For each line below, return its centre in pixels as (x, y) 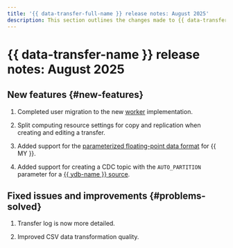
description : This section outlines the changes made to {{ (96, 20)
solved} (24, 207)
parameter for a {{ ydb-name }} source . (74, 174)
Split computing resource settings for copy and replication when (109, 125)
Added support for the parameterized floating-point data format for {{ (116, 146)
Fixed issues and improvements (77, 196)
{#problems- (177, 196)
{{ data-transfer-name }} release (103, 55)
